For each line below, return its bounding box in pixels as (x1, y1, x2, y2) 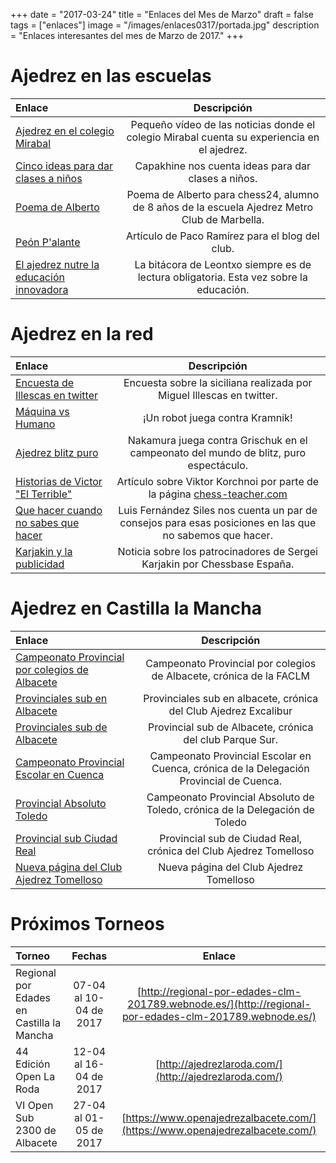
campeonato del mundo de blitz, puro (129, 445, 307, 459)
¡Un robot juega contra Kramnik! (143, 410, 293, 424)
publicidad (15, 557, 65, 571)
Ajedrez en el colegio (15, 124, 115, 138)
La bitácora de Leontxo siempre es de (134, 257, 312, 271)
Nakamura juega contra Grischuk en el (127, 433, 308, 447)
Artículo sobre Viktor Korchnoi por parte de (116, 474, 320, 488)
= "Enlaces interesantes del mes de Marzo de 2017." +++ (10, 30, 245, 41)
